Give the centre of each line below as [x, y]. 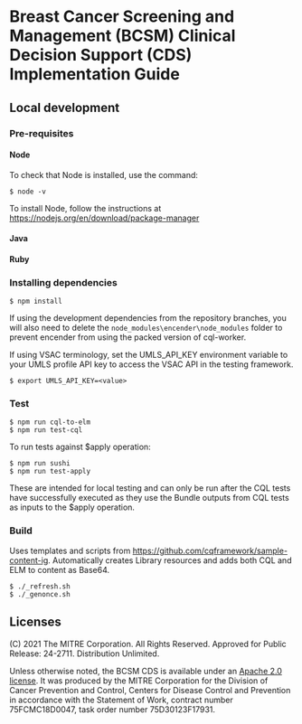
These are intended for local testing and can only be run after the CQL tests [150, 488]
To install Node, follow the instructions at [85, 208]
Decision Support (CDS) [101, 55]
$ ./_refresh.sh [40, 586]
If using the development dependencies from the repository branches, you [148, 318]
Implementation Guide [95, 75]
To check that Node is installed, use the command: [104, 174]
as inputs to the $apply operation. [72, 507]
